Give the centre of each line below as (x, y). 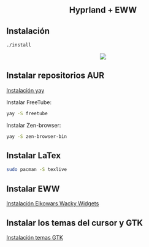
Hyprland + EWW (103, 10)
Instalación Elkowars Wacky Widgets (53, 203)
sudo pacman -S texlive (37, 170)
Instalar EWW (33, 188)
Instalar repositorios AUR (55, 76)
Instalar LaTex (34, 156)
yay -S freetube (27, 113)
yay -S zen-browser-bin (37, 136)
